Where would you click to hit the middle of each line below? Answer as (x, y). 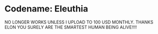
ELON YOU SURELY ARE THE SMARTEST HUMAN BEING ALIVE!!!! (71, 27)
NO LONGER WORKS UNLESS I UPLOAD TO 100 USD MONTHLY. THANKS (79, 22)
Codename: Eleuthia (46, 9)
